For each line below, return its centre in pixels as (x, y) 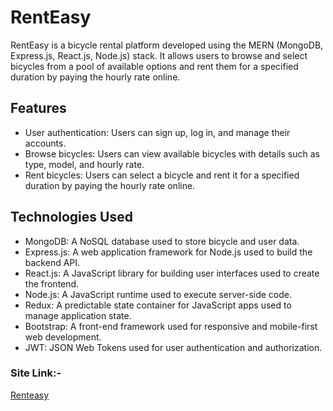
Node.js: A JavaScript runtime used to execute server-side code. (158, 294)
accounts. (45, 143)
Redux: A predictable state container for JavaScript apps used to (158, 305)
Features (38, 108)
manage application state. (78, 315)
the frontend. (52, 283)
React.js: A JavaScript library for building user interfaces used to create (172, 273)
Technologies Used (71, 217)
